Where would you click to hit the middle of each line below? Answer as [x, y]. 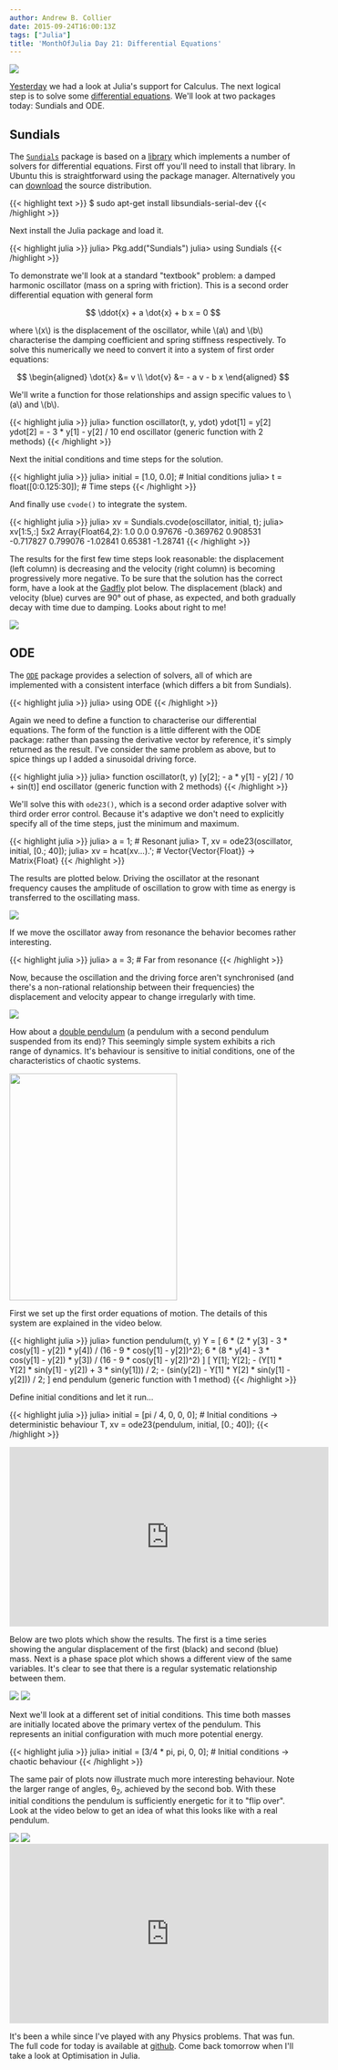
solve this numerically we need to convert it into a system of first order [142, 350]
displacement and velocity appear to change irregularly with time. [133, 996]
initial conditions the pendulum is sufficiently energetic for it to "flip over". [147, 1800]
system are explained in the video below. [86, 1323]
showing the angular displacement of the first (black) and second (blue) [144, 1649]
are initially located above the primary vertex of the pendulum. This [135, 1724]
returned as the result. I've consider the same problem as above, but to [143, 749]
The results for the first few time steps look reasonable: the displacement [147, 559]
